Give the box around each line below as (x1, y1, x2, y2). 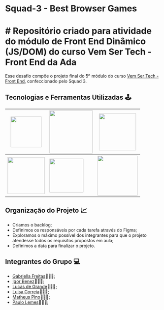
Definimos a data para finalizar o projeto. (12, 243, 95, 249)
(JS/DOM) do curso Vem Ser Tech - (5, 46, 152, 57)
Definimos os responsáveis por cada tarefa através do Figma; (12, 227, 137, 233)
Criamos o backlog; (12, 222, 52, 227)
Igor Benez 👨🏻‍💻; (12, 278, 44, 284)
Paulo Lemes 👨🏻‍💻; (12, 299, 49, 305)
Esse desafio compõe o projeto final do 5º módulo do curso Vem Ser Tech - (5, 73, 159, 79)
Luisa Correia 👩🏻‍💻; (12, 288, 49, 295)
